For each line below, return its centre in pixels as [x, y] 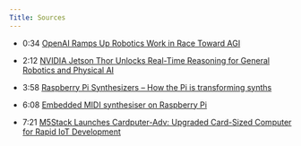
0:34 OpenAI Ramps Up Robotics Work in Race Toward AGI [131, 43]
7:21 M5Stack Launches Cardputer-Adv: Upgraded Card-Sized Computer [157, 122]
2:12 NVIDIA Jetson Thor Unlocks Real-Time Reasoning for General [146, 60]
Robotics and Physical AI [68, 70]
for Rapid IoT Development [71, 132]
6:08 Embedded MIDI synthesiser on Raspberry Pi [115, 105]
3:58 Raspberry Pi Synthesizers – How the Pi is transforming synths [147, 87]
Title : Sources [38, 17]
